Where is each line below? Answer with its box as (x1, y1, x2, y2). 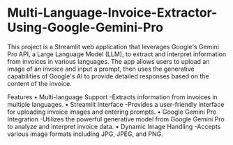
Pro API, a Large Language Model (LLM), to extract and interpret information (7, 50, 227, 58)
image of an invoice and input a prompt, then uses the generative (7, 65, 195, 73)
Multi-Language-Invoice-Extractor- (7, 5, 218, 21)
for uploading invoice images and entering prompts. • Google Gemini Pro (7, 108, 217, 116)
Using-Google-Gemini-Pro (7, 19, 164, 35)
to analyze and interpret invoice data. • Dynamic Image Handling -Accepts (7, 122, 221, 130)
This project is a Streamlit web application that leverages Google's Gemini (7, 42, 220, 51)
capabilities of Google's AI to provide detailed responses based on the (7, 71, 209, 80)
